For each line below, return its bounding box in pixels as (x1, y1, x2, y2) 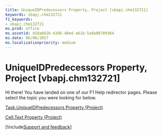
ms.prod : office (5, 26, 39, 31)
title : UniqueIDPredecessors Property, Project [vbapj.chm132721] (5, 7, 148, 13)
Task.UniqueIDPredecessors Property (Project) (5, 104, 103, 110)
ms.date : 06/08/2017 (5, 36, 49, 41)
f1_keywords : (5, 17, 33, 22)
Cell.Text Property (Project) (5, 114, 62, 120)
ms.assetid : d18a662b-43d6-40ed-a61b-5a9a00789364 (5, 31, 114, 36)
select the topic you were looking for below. (5, 94, 97, 101)
